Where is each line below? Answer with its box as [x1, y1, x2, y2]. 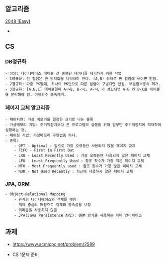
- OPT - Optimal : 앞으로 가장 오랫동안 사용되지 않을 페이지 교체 [14, 143, 136, 148]
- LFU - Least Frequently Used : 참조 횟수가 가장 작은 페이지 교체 [14, 158, 144, 163]
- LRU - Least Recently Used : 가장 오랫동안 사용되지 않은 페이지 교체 [14, 153, 150, 158]
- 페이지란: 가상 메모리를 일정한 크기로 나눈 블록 [5, 117, 93, 122]
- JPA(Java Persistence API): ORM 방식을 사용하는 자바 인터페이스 [14, 213, 142, 218]
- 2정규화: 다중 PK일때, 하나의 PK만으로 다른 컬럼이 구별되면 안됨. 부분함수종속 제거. [5, 81, 161, 86]
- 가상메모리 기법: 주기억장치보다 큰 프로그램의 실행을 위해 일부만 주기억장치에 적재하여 [5, 122, 162, 127]
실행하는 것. [5, 128, 27, 132]
